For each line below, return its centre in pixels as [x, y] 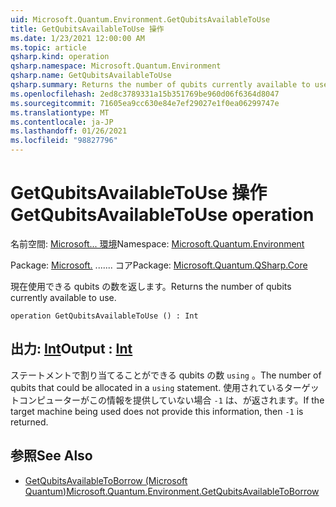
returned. [29, 422]
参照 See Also [51, 456]
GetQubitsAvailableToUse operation [162, 215]
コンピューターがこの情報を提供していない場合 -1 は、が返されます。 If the [171, 400]
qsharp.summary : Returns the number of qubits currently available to [160, 85]
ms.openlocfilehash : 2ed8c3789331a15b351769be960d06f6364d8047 [145, 94]
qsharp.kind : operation [60, 57]
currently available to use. [63, 297]
